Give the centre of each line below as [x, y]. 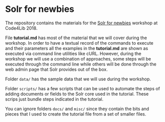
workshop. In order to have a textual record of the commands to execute [79, 43]
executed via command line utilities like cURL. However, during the [73, 54]
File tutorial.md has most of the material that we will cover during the [76, 38]
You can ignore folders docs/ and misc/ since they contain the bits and [77, 109]
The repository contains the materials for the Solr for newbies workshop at [82, 23]
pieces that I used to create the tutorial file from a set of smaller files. [76, 114]
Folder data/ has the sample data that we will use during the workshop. [78, 79]
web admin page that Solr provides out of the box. [56, 69]
